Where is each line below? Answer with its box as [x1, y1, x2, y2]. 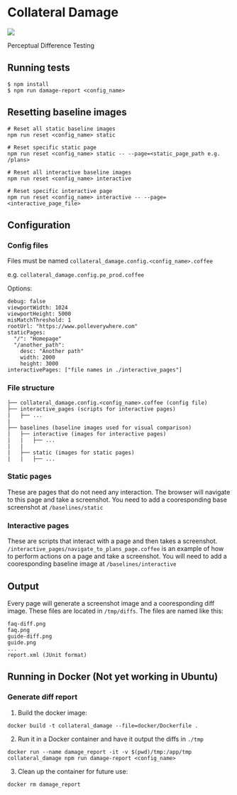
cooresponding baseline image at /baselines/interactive [7, 559, 177, 568]
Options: [7, 284, 33, 293]
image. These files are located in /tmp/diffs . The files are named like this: [7, 606, 224, 615]
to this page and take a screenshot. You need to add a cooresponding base [7, 495, 227, 504]
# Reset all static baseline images [7, 125, 116, 132]
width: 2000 [20, 354, 55, 362]
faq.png [7, 626, 31, 633]
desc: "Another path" [20, 348, 84, 355]
